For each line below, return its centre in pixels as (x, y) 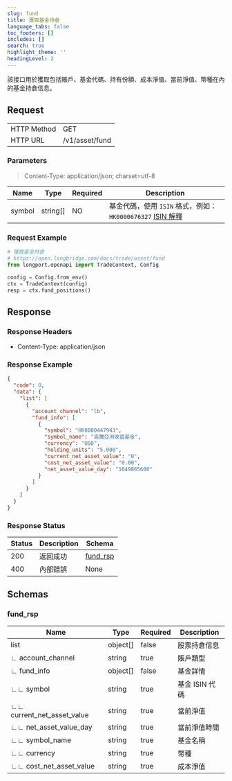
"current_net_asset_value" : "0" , (92, 456)
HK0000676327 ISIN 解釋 (146, 216)
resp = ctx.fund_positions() (49, 290)
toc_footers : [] (30, 33)
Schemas (28, 594)
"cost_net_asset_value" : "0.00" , (92, 463)
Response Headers (40, 331)
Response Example (40, 365)
